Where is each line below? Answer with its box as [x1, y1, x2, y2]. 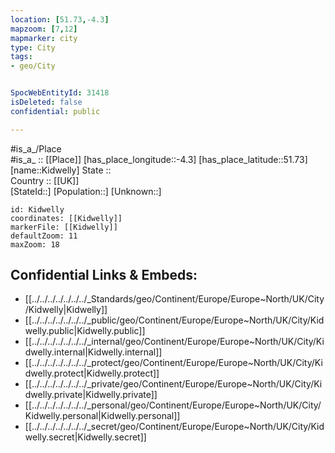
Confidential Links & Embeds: [10, 267, 198, 284]
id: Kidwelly [10, 204, 65, 215]
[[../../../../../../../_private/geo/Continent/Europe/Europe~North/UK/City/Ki [24, 378, 323, 390]
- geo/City [10, 61, 56, 71]
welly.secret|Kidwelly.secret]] [24, 431, 147, 443]
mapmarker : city [10, 33, 78, 43]
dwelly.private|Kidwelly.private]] [24, 389, 158, 401]
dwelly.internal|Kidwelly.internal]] [24, 346, 163, 358]
